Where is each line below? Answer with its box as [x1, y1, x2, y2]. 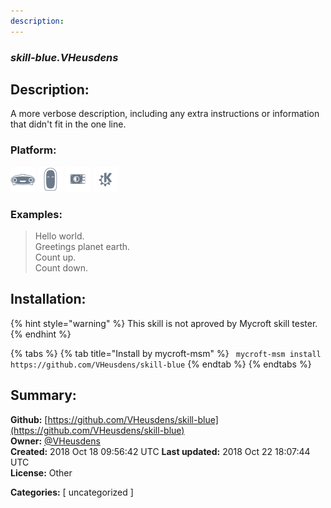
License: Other [10, 466, 73, 479]
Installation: [10, 291, 87, 308]
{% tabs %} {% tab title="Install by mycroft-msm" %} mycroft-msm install [10, 347, 322, 359]
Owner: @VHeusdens [10, 435, 101, 447]
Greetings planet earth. [34, 240, 131, 252]
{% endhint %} [10, 328, 72, 340]
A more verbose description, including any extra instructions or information [10, 108, 320, 120]
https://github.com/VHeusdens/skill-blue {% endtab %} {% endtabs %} [10, 358, 312, 370]
